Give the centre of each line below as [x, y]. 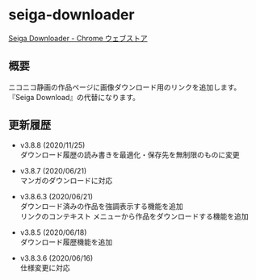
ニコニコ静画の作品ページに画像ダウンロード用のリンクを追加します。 [125, 87]
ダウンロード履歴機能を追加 [66, 242]
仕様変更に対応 [45, 267]
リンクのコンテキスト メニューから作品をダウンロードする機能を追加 [134, 216]
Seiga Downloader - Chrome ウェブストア [78, 38]
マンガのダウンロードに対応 [66, 180]
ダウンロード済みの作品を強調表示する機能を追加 [101, 206]
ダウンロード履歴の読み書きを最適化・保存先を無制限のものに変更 [130, 154]
